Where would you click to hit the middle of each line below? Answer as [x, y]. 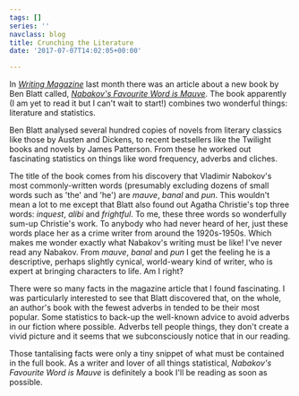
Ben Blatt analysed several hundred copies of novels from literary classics [145, 130]
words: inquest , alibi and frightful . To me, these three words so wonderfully [148, 214]
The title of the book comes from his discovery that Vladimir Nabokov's [141, 176]
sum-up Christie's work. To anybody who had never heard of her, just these [149, 224]
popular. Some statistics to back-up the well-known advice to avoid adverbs [149, 317]
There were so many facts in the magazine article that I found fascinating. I [147, 288]
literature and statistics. [52, 113]
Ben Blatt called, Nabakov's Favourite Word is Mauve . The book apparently [148, 94]
